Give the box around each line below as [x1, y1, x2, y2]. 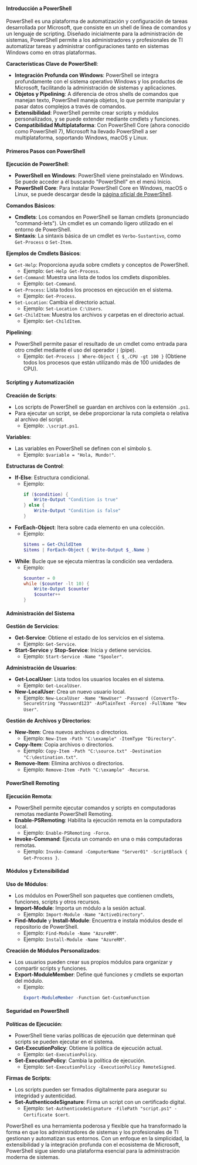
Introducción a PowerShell [6, 5, 72, 12]
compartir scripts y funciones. [14, 965, 88, 972]
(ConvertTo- [150, 695, 180, 702]
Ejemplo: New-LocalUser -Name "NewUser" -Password [23, 694, 148, 702]
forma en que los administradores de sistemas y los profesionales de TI [6, 1129, 179, 1136]
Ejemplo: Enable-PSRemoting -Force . [23, 829, 111, 836]
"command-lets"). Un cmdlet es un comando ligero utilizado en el [14, 220, 173, 227]
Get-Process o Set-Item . [14, 239, 73, 246]
